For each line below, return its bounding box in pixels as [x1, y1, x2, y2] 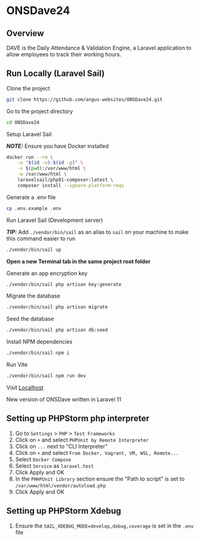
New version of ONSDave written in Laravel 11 [6, 396, 121, 403]
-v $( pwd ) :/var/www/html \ [17, 166, 86, 172]
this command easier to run [6, 235, 76, 242]
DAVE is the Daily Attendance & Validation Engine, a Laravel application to [6, 44, 191, 51]
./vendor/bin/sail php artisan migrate [6, 304, 108, 311]
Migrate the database [6, 292, 61, 300]
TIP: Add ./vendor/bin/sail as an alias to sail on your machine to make [6, 228, 189, 235]
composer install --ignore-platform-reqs [17, 182, 124, 188]
